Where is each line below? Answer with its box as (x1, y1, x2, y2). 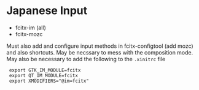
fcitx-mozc (15, 30, 43, 37)
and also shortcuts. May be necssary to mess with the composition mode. (6, 48, 193, 56)
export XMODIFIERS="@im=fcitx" (9, 78, 89, 84)
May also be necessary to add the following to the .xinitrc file (6, 55, 166, 62)
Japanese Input (6, 4, 88, 18)
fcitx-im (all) (15, 24, 46, 31)
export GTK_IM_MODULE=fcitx (9, 67, 81, 73)
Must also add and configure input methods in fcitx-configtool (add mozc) (6, 42, 193, 50)
